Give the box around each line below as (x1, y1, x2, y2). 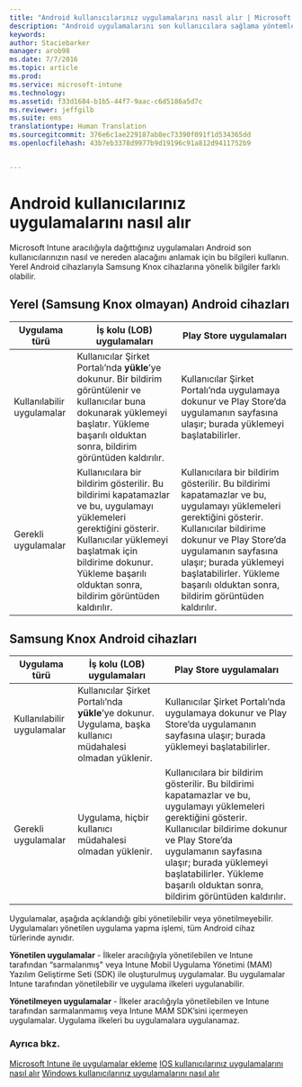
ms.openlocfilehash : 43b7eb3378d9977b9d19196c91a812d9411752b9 (9, 139, 252, 148)
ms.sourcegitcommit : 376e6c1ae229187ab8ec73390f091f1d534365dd (9, 130, 252, 139)
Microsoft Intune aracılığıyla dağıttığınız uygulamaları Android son (9, 242, 252, 253)
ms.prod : (9, 72, 42, 81)
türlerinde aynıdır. (9, 932, 75, 943)
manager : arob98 (9, 47, 70, 56)
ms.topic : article (9, 64, 78, 73)
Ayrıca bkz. (9, 1038, 60, 1050)
